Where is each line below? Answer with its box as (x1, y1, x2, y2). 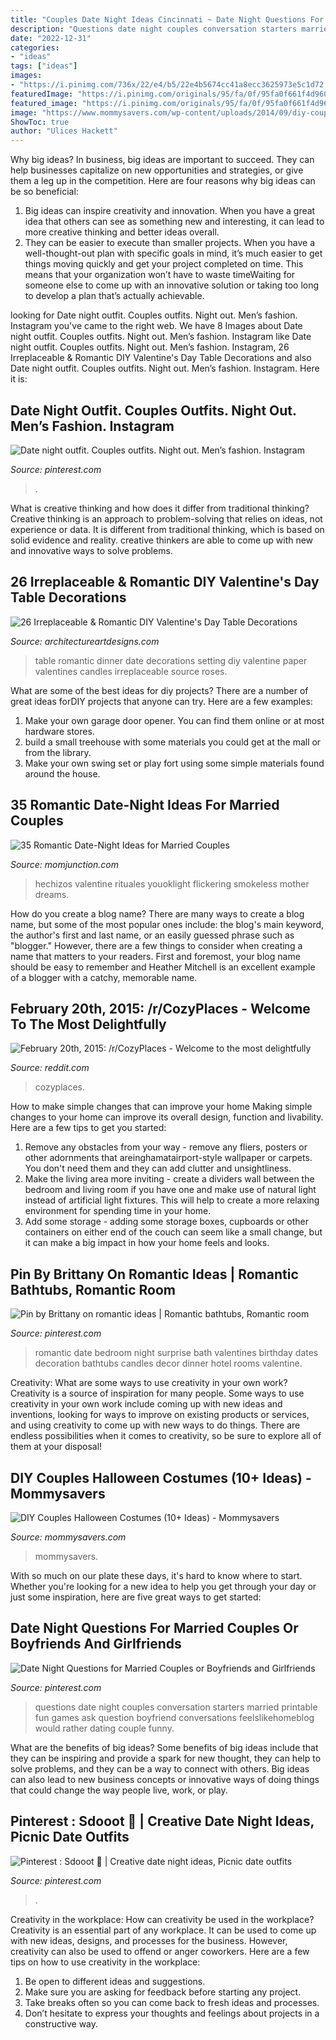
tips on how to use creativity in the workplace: (10, 1956, 201, 1968)
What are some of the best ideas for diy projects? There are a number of (10, 684, 309, 696)
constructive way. (24, 2017, 99, 2030)
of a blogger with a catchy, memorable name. (10, 971, 198, 983)
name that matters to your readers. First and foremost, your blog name (10, 950, 301, 962)
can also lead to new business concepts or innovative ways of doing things (10, 1773, 320, 1785)
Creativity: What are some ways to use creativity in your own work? (10, 1377, 288, 1389)
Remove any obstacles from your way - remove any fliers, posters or (24, 1141, 308, 1153)
